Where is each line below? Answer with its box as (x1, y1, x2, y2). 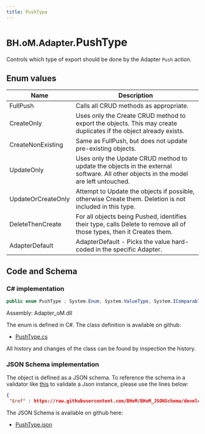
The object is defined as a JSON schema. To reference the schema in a (6, 374, 185, 381)
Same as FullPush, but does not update (76, 137, 188, 145)
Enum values (6, 73, 57, 83)
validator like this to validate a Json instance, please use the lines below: (6, 380, 189, 388)
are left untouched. (76, 177, 130, 186)
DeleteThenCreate (9, 220, 62, 229)
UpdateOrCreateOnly (9, 195, 70, 204)
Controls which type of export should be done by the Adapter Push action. (6, 56, 192, 63)
